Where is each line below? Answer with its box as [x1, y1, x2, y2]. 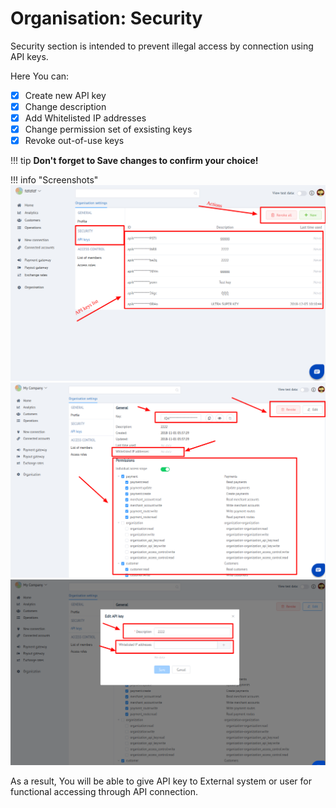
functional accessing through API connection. [10, 786, 198, 798]
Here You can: [10, 70, 70, 82]
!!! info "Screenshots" [10, 174, 99, 186]
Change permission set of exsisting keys [24, 123, 193, 136]
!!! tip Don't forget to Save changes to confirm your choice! [10, 155, 259, 167]
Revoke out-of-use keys [24, 135, 125, 147]
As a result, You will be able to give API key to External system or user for [10, 775, 313, 787]
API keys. [10, 50, 49, 62]
